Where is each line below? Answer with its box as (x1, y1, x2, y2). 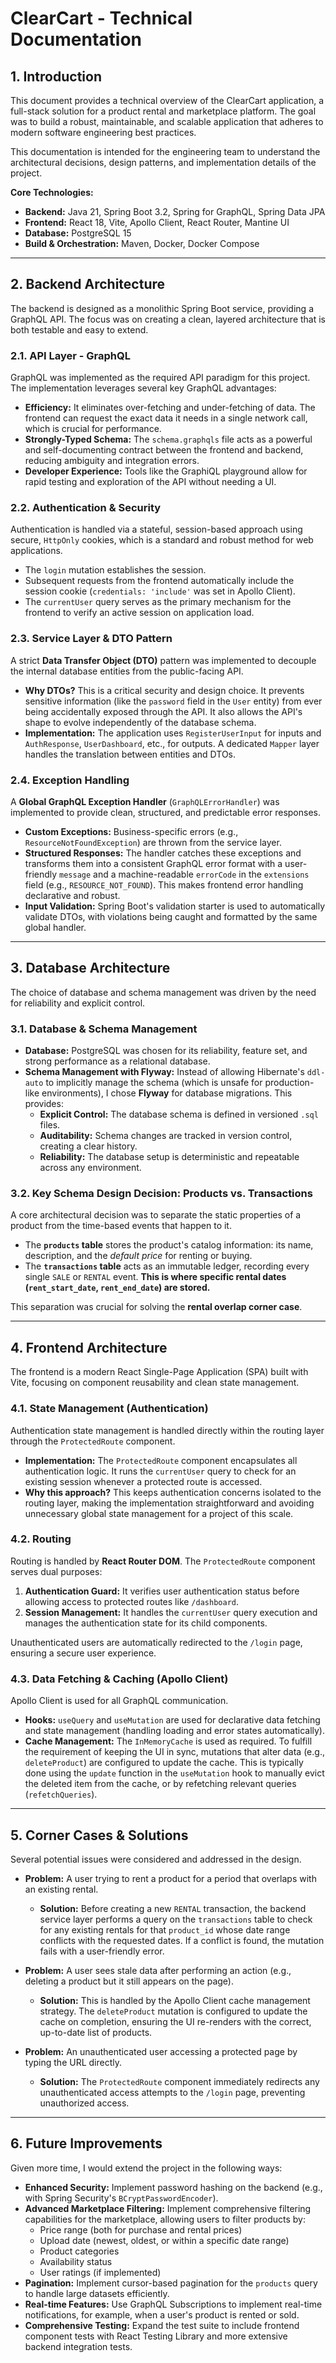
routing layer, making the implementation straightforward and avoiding (24, 1497, 315, 1509)
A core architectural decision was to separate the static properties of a (10, 1209, 302, 1221)
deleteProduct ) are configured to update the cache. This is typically (24, 1757, 304, 1769)
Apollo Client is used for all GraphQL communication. (10, 1695, 229, 1707)
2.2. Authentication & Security (10, 501, 162, 515)
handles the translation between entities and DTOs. (24, 748, 237, 760)
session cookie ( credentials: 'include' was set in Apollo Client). (24, 585, 296, 597)
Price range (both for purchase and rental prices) (39, 2223, 243, 2236)
